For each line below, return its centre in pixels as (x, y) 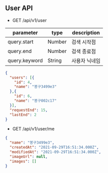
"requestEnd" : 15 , (29, 110)
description (86, 32)
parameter (25, 32)
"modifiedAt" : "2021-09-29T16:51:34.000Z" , (55, 152)
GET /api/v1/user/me (33, 129)
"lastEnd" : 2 (23, 114)
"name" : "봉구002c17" (36, 101)
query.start (21, 41)
